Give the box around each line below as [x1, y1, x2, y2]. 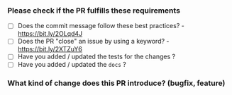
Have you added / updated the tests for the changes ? [17, 52, 176, 61]
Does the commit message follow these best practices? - [17, 22, 184, 30]
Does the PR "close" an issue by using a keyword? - [17, 37, 170, 46]
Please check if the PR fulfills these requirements [7, 6, 181, 15]
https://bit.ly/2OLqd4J [17, 30, 83, 38]
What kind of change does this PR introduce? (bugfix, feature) [7, 78, 226, 88]
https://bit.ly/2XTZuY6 [17, 45, 83, 53]
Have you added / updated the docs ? [17, 61, 126, 69]
